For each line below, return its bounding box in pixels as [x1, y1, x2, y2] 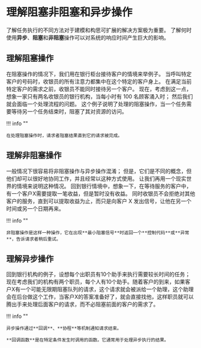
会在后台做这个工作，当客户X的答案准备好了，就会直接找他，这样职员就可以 [6, 293, 194, 301]
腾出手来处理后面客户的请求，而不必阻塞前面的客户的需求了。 [6, 301, 159, 308]
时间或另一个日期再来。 [6, 205, 64, 212]
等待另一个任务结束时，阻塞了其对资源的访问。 [11, 107, 127, 115]
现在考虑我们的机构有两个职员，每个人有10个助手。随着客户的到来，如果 [6, 278, 185, 286]
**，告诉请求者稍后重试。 [6, 236, 61, 242]
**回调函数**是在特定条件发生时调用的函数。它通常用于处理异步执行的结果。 [6, 337, 169, 343]
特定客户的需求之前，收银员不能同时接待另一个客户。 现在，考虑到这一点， [6, 85, 192, 92]
